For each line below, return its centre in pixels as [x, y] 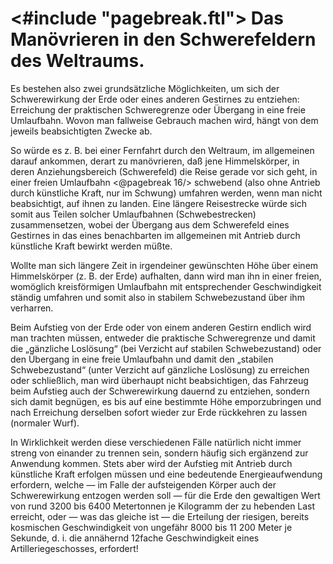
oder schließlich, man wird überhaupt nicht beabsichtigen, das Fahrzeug [159, 380]
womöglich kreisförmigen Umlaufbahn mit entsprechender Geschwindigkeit [166, 286]
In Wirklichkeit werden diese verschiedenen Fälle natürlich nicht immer [156, 442]
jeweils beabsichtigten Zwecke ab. [81, 131]
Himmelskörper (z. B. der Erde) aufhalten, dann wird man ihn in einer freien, [166, 276]
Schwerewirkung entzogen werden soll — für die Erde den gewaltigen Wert [165, 495]
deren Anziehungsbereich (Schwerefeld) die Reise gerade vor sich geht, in [164, 171]
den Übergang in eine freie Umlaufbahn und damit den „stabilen [142, 359]
